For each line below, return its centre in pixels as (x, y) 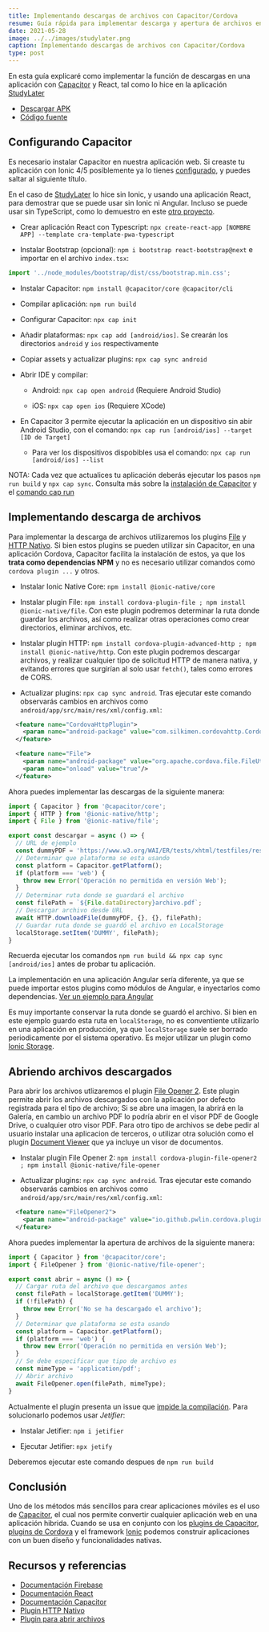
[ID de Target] (45, 437)
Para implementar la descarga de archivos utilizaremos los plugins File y (127, 537)
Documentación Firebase (61, 1585)
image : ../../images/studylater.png (69, 38)
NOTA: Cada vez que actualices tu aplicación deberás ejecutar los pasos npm (134, 475)
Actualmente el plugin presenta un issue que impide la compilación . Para (128, 1406)
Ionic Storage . (31, 1047)
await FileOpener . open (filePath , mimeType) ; (91, 1383)
